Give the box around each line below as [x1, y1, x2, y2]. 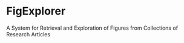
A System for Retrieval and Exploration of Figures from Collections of [6, 24, 179, 31]
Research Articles [6, 30, 50, 38]
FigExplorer [6, 4, 66, 18]
